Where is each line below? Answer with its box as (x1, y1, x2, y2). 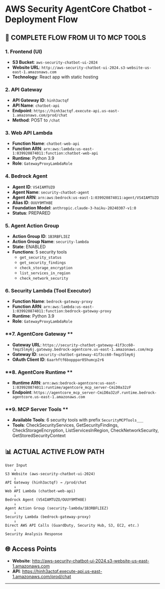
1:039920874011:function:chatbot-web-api (12, 151, 98, 156)
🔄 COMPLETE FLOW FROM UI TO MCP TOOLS (5, 33, 146, 42)
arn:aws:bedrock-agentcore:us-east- (42, 381, 118, 385)
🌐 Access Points (5, 545, 57, 553)
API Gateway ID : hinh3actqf (12, 97, 69, 103)
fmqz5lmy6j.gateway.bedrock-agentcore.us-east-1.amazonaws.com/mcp (12, 347, 153, 352)
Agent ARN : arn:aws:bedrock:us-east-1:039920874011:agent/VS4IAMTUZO (12, 194, 159, 200)
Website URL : (12, 64, 41, 70)
